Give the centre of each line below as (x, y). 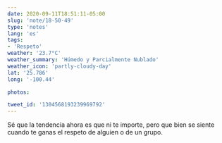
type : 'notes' (28, 27)
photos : (19, 92)
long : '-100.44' (31, 79)
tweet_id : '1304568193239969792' (56, 105)
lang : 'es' (23, 33)
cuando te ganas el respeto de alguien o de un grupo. (85, 132)
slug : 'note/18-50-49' (41, 20)
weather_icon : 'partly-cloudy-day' (60, 66)
